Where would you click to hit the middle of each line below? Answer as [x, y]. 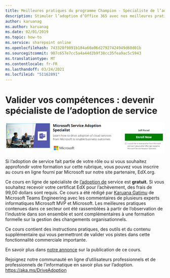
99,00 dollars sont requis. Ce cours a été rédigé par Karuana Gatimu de [80, 192]
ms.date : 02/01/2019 [27, 32]
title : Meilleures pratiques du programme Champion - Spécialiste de [80, 11]
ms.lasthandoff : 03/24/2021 [35, 69]
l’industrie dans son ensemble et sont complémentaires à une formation [80, 214]
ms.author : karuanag [27, 27]
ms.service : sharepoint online [38, 43]
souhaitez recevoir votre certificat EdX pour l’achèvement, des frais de [79, 187]
